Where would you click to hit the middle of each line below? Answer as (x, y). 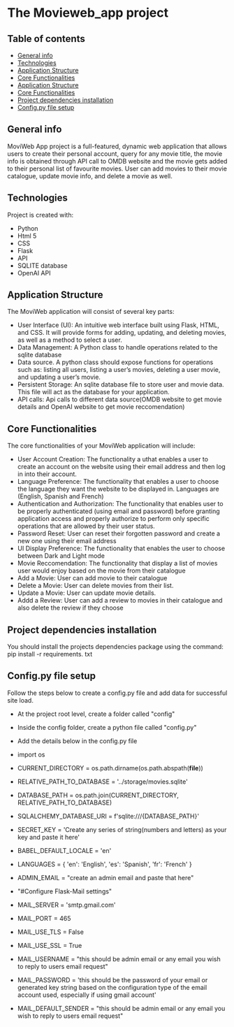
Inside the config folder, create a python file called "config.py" (107, 727)
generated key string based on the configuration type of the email (112, 987)
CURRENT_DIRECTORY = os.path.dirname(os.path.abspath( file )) (110, 768)
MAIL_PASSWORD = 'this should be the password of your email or (112, 979)
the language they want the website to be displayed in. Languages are (118, 489)
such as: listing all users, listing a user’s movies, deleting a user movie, (119, 370)
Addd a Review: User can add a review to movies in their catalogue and (120, 601)
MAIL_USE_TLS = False (50, 932)
